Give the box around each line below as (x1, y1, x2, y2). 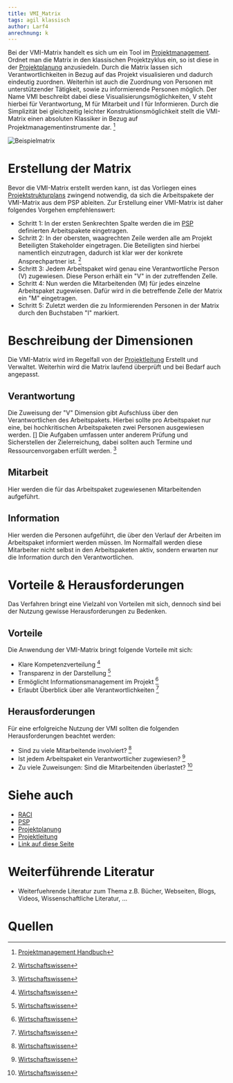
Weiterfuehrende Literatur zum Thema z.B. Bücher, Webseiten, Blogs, (17, 886, 216, 895)
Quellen (8, 918, 54, 934)
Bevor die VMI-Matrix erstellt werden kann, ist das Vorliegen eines (8, 183, 196, 192)
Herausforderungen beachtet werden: (8, 731, 116, 740)
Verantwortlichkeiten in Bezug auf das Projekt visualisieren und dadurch (8, 71, 213, 79)
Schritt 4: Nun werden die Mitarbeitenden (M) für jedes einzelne (17, 279, 201, 287)
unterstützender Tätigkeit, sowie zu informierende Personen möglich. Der (8, 85, 217, 93)
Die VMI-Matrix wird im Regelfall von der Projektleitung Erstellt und (8, 356, 198, 364)
